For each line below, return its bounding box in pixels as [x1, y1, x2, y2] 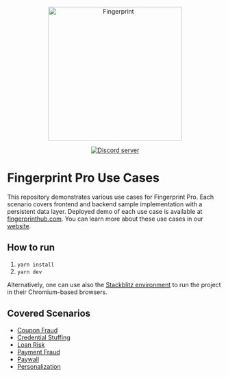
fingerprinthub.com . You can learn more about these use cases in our [7, 215, 203, 223]
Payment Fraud [16, 348, 60, 356]
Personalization [16, 362, 62, 370]
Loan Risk [16, 340, 45, 349]
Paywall [16, 355, 40, 363]
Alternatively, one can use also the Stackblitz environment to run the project [7, 280, 221, 289]
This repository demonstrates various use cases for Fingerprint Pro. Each [7, 193, 214, 201]
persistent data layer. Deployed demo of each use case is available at [7, 207, 203, 215]
